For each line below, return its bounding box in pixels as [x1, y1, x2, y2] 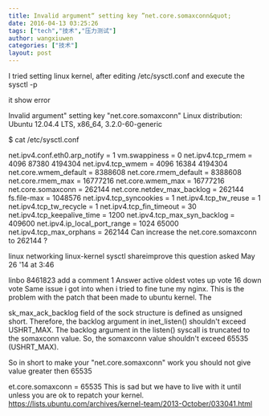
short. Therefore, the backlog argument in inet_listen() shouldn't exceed [8, 316, 247, 326]
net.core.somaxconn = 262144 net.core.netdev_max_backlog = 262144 [8, 185, 245, 194]
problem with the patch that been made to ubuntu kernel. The [8, 292, 212, 302]
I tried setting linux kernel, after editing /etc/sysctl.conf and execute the [8, 71, 245, 80]
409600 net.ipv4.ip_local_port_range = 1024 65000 [8, 218, 179, 228]
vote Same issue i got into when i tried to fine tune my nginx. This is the [8, 284, 245, 293]
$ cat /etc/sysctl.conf [8, 135, 79, 145]
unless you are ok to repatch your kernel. [8, 390, 145, 400]
